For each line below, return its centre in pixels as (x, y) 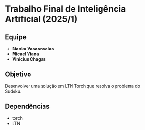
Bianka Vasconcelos (33, 49)
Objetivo (18, 74)
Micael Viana (25, 54)
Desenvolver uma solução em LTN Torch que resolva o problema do (72, 86)
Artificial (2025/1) (41, 19)
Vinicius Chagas (29, 59)
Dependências (27, 106)
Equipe (16, 37)
